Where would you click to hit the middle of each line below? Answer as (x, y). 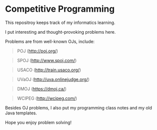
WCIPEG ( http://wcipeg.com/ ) (47, 98)
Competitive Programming (60, 9)
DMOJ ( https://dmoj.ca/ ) (42, 88)
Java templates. (21, 113)
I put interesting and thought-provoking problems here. (60, 32)
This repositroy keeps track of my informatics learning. (60, 22)
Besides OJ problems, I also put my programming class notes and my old (79, 108)
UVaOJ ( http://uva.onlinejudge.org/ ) (53, 79)
